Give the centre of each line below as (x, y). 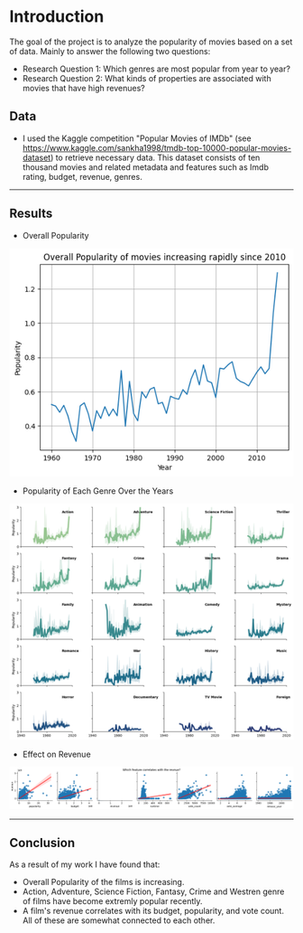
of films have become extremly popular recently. (112, 901)
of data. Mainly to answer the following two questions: (110, 51)
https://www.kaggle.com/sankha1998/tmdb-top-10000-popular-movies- (156, 147)
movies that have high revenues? (84, 88)
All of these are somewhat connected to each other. (119, 920)
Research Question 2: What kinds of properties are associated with (147, 78)
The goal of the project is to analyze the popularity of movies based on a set (151, 42)
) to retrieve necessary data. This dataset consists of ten (155, 157)
